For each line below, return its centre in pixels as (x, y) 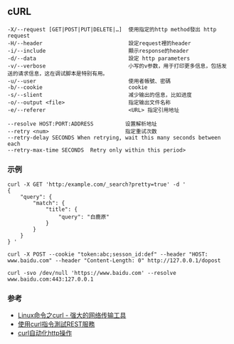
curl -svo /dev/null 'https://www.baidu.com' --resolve (92, 273)
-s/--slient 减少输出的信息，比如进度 (100, 95)
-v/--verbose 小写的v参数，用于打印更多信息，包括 (115, 66)
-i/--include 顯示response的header (98, 51)
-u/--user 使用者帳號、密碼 (89, 81)
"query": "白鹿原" (84, 217)
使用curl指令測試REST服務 (56, 324)
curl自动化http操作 (45, 333)
